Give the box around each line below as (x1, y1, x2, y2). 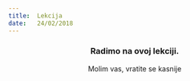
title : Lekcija (8, 11, 63, 20)
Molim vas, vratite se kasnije (87, 63, 182, 73)
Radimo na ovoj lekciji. (90, 46, 180, 57)
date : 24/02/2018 (8, 19, 74, 27)
